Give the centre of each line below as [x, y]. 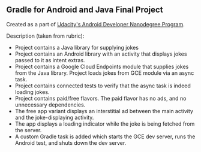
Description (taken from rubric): [45, 36]
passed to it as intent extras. [50, 60]
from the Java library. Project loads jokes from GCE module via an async [104, 73]
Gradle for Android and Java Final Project [85, 10]
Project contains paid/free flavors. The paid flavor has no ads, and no [100, 98]
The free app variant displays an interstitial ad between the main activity [104, 111]
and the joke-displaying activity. [54, 117]
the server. [28, 130]
